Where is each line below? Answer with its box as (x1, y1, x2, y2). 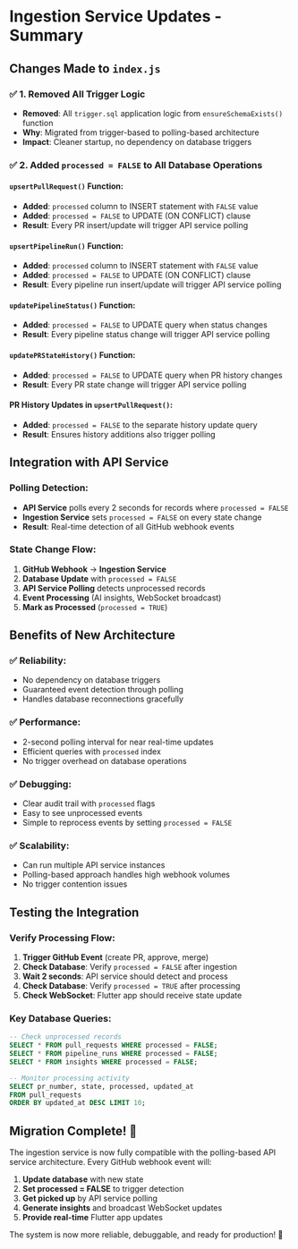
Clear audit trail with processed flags (21, 798, 156, 809)
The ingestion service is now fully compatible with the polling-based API (9, 1147, 277, 1158)
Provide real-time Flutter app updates (21, 1212, 164, 1223)
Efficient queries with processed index (21, 745, 161, 757)
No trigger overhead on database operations (21, 755, 187, 766)
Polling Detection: (9, 481, 89, 494)
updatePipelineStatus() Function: (9, 300, 136, 310)
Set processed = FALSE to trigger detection (21, 1184, 184, 1194)
